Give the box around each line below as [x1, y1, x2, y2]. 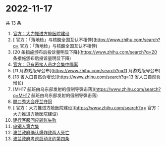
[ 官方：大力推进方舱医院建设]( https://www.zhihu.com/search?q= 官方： [12, 104, 161, 110]
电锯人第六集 [12, 123, 39, 129]
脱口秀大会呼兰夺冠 [12, 98, 53, 104]
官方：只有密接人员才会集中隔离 [12, 61, 78, 67]
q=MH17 [12, 92, 30, 98]
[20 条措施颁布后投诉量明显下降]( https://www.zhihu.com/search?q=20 [12, 49, 158, 55]
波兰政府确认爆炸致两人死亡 [12, 129, 70, 135]
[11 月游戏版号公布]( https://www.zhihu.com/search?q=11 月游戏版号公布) [12, 67, 161, 73]
